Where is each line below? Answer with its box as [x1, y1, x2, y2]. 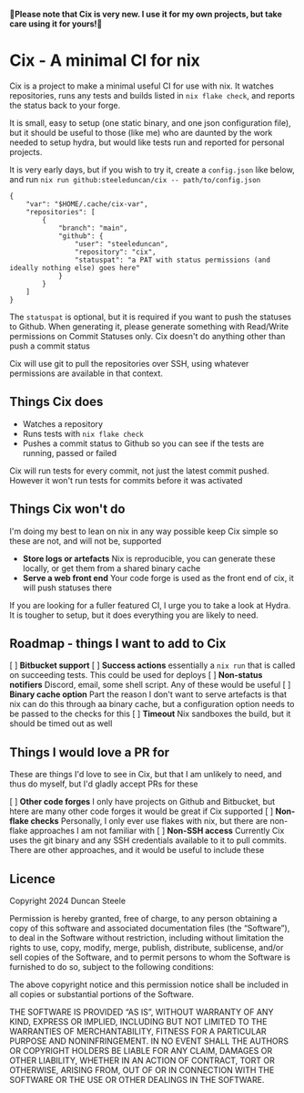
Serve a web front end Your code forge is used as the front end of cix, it [22, 572, 294, 583]
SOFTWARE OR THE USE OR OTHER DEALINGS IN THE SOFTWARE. [9, 1075, 265, 1085]
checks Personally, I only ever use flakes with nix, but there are [30, 816, 269, 827]
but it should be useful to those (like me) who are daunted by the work [9, 127, 273, 138]
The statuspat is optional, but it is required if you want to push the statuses [9, 311, 292, 322]
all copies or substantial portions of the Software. [9, 989, 194, 999]
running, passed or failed [22, 447, 117, 458]
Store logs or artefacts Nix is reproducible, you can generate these [22, 553, 276, 564]
